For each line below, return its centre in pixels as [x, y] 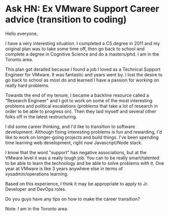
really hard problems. [27, 85]
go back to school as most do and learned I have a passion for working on [82, 80]
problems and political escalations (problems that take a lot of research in [81, 106]
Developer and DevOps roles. [36, 189]
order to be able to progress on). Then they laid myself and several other [81, 111]
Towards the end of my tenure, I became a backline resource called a [77, 95]
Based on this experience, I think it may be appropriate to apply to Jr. [77, 184]
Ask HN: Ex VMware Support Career [82, 9]
